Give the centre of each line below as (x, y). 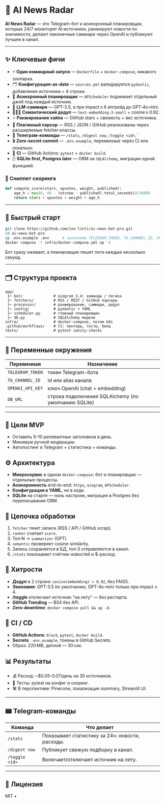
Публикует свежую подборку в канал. (88, 750)
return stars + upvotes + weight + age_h (57, 198)
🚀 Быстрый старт (33, 218)
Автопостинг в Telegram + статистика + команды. (64, 447)
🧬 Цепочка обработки (40, 516)
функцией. (23, 165)
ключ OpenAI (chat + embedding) (87, 388)
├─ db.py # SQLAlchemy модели (51, 317)
